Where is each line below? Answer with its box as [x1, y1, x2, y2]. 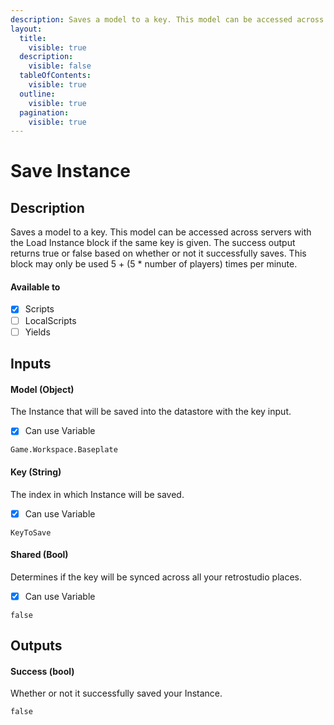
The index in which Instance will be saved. [10, 488, 185, 500]
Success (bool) [10, 665, 75, 677]
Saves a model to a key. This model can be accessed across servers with [10, 226, 312, 238]
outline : [19, 89, 56, 99]
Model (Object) [10, 383, 75, 395]
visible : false [28, 61, 92, 71]
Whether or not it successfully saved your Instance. [10, 687, 223, 700]
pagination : [19, 107, 70, 118]
